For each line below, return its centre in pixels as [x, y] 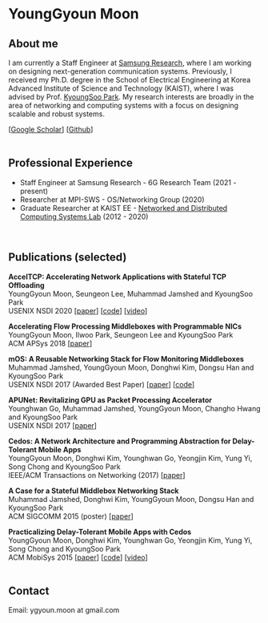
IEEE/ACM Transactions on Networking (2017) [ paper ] [97, 475]
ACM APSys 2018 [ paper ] [50, 343]
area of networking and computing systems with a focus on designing [123, 105]
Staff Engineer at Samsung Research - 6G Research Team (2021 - [128, 182]
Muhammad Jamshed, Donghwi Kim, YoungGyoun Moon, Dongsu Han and [131, 499]
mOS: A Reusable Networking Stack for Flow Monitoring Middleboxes [126, 358]
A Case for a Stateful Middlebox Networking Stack [94, 491]
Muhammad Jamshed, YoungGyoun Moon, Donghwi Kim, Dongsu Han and [131, 367]
